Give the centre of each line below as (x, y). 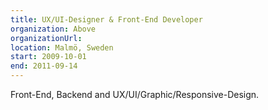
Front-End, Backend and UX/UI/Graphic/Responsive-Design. (135, 94)
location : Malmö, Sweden (62, 47)
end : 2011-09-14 (44, 66)
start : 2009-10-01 (48, 57)
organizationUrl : (46, 38)
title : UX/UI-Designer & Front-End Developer (106, 19)
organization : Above (53, 29)
